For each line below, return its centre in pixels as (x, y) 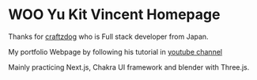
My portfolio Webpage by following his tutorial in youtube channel (115, 51)
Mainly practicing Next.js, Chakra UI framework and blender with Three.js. (129, 67)
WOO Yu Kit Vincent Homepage (114, 15)
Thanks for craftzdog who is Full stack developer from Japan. (108, 36)
